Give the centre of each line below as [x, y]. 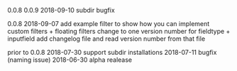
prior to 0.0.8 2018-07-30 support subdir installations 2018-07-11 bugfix [112, 52]
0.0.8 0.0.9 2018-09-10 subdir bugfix [61, 10]
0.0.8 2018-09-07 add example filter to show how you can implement [109, 24]
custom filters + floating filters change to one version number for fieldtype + [119, 31]
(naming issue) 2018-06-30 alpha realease [70, 60]
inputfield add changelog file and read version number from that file [106, 39]
